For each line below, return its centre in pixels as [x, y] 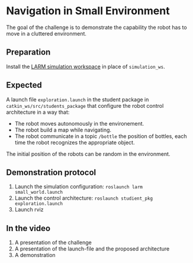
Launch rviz [29, 210]
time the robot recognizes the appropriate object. [75, 142]
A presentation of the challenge [53, 243]
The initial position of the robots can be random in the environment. [88, 154]
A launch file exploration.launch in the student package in [78, 100]
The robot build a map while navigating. [63, 130]
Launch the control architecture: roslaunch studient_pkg [83, 198]
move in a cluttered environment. [46, 33]
